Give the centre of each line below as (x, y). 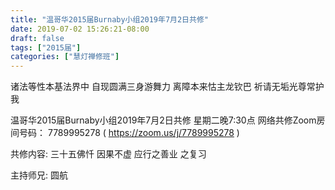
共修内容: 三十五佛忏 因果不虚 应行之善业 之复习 (108, 154)
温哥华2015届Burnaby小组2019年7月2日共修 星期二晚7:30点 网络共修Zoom (163, 120)
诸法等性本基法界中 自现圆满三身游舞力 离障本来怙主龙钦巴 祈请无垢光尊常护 (167, 87)
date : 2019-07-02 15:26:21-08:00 (80, 29)
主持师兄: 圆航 (39, 175)
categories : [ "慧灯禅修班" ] (65, 57)
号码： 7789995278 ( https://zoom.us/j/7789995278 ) (129, 133)
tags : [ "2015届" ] (46, 47)
